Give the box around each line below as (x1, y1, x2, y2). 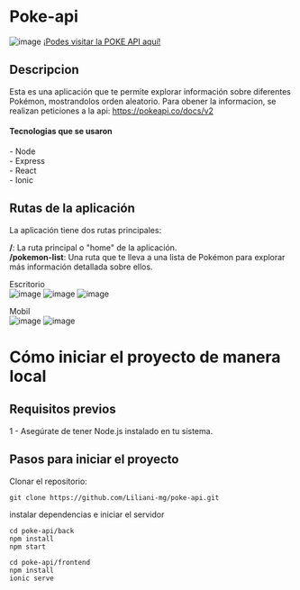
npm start (9, 542, 47, 551)
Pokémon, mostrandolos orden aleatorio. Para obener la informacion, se (9, 95, 277, 106)
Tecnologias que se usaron (9, 126, 113, 137)
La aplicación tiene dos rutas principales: (9, 224, 162, 235)
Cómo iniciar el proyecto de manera (9, 347, 281, 367)
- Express (9, 155, 45, 166)
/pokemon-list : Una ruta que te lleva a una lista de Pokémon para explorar (9, 251, 286, 262)
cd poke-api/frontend (9, 558, 91, 567)
